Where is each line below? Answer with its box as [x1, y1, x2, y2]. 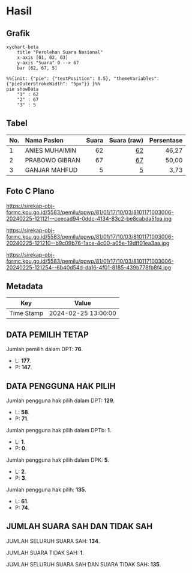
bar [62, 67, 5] [17, 65, 58, 71]
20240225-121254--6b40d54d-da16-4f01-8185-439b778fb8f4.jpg [6, 263, 172, 271]
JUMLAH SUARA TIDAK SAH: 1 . [6, 549, 84, 556]
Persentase [149, 136, 183, 144]
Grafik [6, 28, 30, 38]
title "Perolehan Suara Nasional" [17, 49, 103, 55]
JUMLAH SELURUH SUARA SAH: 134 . [6, 537, 100, 545]
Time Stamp [9, 309, 44, 317]
